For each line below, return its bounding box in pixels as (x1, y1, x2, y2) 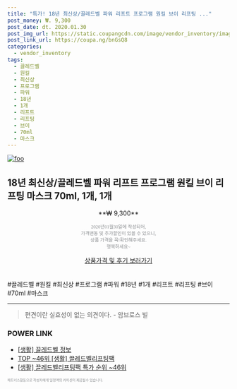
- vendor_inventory (13, 50, 71, 57)
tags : (7, 56, 23, 64)
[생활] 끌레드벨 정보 (17, 345, 72, 354)
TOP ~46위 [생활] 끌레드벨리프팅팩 (17, 354, 115, 363)
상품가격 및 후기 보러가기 (84, 256, 153, 265)
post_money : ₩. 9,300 (7, 17, 71, 24)
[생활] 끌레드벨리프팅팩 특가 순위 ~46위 (17, 363, 127, 371)
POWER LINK (7, 328, 53, 338)
